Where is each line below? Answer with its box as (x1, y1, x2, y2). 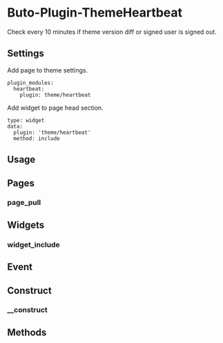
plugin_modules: (7, 79, 54, 86)
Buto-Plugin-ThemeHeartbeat (7, 5, 183, 21)
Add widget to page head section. (7, 104, 104, 112)
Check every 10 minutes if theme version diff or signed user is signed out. (7, 28, 217, 36)
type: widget (7, 117, 45, 124)
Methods (7, 326, 47, 338)
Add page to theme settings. (7, 66, 88, 74)
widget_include (7, 239, 60, 249)
